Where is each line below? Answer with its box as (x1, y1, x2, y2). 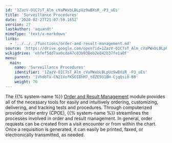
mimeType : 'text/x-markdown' (5, 31, 68, 37)
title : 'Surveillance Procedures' (5, 12, 79, 17)
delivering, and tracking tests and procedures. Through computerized (5, 104, 153, 111)
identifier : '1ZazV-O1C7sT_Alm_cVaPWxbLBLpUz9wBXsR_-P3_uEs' (14, 70, 147, 75)
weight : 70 (14, 79, 38, 84)
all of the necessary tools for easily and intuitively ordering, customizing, (5, 99, 159, 105)
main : (10, 60, 22, 65)
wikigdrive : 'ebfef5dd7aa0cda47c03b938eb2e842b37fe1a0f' (5, 50, 130, 56)
